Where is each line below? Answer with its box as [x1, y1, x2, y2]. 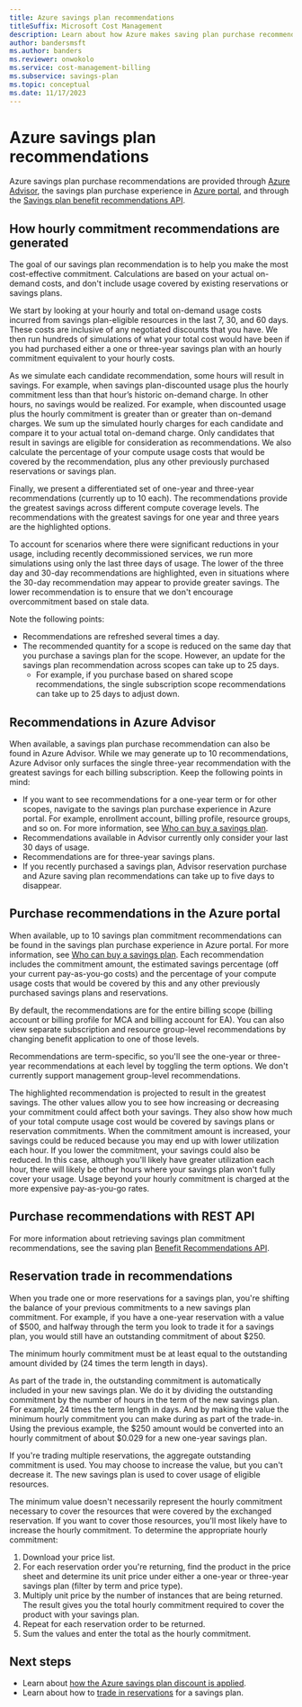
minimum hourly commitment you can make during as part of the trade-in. [9, 1413, 284, 1424]
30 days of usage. [22, 842, 90, 853]
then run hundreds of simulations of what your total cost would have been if [9, 334, 290, 344]
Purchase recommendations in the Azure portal [9, 906, 280, 922]
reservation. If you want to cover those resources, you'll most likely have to [9, 1515, 288, 1525]
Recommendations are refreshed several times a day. [22, 631, 220, 642]
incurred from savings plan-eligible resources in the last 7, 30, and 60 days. [9, 315, 289, 326]
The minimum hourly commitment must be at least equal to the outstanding [9, 1348, 288, 1359]
